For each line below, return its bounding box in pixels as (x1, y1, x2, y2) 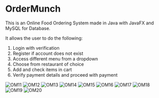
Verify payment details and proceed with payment (12, 72, 118, 78)
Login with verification (12, 45, 60, 51)
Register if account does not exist (12, 50, 84, 56)
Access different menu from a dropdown (12, 55, 98, 61)
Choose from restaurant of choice (12, 61, 84, 67)
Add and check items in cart (12, 67, 72, 73)
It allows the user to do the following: (5, 35, 83, 41)
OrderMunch (5, 3, 61, 15)
